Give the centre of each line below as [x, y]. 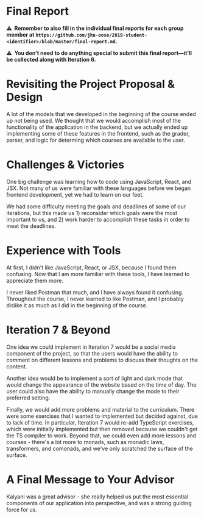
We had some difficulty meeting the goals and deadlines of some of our [96, 206]
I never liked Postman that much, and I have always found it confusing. [95, 292]
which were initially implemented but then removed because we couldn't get [102, 429]
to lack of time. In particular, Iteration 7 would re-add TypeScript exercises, [100, 422]
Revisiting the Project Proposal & [91, 84]
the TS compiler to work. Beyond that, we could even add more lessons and [101, 436]
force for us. [22, 509]
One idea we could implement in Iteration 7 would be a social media [91, 347]
